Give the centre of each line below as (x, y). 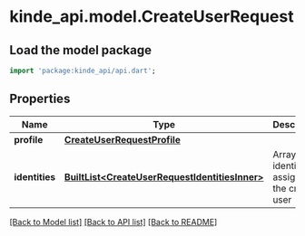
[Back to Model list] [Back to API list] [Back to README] (113, 222)
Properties (40, 99)
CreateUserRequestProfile (123, 139)
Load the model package (81, 50)
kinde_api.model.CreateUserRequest (152, 17)
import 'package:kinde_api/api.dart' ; (83, 71)
